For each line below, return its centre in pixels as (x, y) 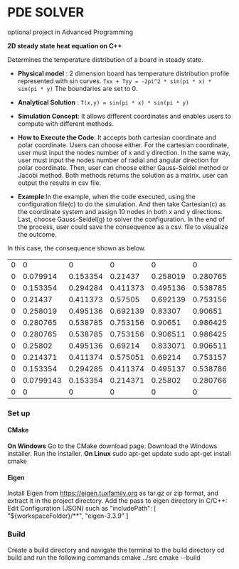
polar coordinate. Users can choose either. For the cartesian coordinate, (123, 145)
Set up (19, 413)
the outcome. (37, 234)
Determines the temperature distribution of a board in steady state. (106, 59)
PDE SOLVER (46, 12)
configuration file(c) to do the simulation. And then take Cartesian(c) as (122, 204)
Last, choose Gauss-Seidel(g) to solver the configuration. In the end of (121, 219)
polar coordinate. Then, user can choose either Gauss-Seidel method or (123, 167)
